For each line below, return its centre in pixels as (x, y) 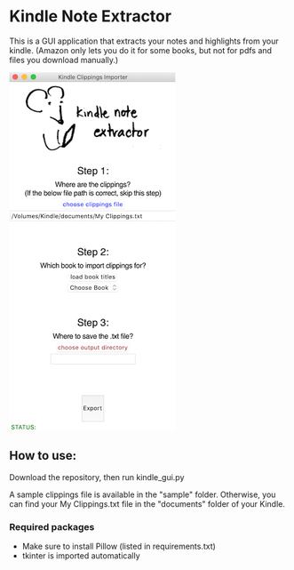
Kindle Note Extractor (90, 16)
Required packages (52, 526)
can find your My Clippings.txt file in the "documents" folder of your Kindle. (147, 503)
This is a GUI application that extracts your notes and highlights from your (144, 41)
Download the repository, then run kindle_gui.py (97, 477)
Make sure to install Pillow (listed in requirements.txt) (119, 546)
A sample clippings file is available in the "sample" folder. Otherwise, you (143, 494)
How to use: (43, 456)
